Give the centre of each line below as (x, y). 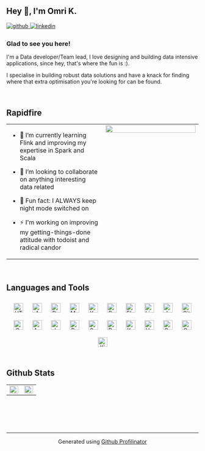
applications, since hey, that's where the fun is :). (68, 63)
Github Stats (31, 373)
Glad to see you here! (38, 43)
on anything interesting (53, 179)
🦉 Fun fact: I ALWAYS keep (58, 201)
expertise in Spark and (52, 150)
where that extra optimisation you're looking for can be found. (84, 82)
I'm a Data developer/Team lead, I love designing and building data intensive (102, 57)
